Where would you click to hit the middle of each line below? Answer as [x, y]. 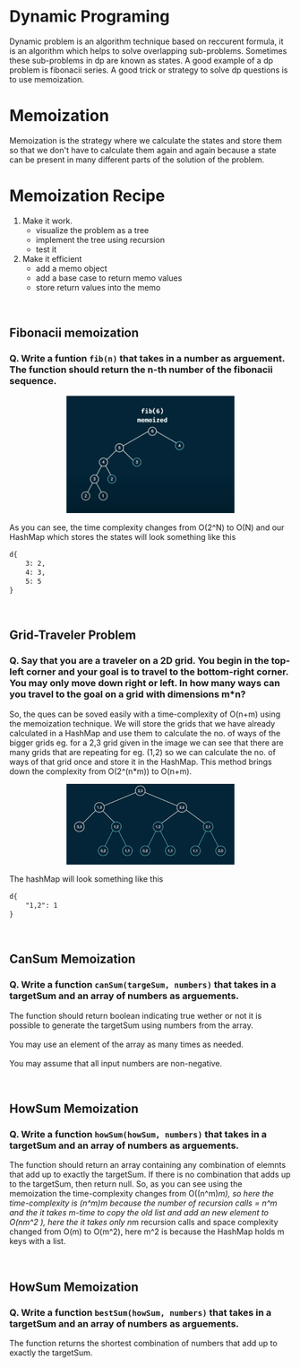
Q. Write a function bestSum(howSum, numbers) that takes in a [141, 1312]
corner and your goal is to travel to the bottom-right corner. [157, 672]
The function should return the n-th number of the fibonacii [141, 370]
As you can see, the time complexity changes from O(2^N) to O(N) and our [147, 527]
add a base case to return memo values [109, 278]
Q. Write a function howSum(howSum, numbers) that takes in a [138, 1134]
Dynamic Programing [90, 17]
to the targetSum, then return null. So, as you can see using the [126, 1184]
